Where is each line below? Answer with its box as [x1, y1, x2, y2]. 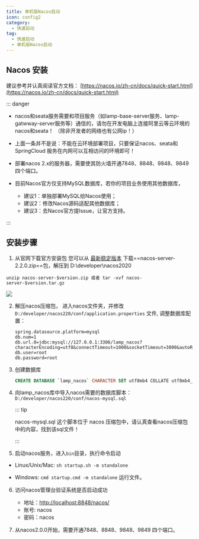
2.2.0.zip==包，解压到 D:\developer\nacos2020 [14, 262, 132, 269]
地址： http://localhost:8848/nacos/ [23, 499, 110, 506]
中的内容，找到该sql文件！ [14, 426, 80, 433]
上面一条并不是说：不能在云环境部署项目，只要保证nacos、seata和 [14, 140, 178, 147]
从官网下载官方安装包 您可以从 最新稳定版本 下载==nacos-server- [14, 254, 176, 261]
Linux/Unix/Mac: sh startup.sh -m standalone [14, 461, 129, 469]
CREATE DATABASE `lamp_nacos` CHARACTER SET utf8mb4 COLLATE [14, 377, 169, 384]
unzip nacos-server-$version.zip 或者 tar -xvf [6, 275, 124, 281]
